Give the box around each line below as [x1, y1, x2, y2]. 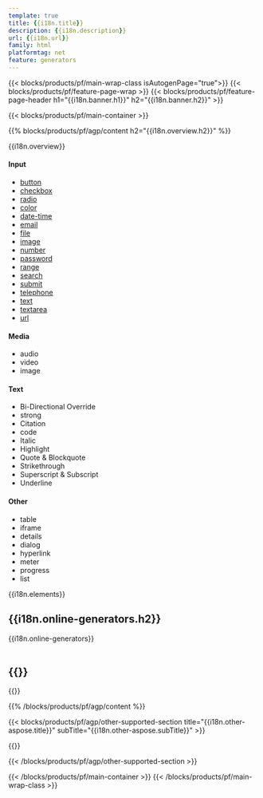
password [19, 254, 53, 263]
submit [19, 279, 43, 289]
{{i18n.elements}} [8, 589, 66, 598]
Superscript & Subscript [19, 470, 99, 480]
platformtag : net [8, 49, 66, 57]
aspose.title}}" [8, 725, 56, 735]
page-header [8, 95, 52, 105]
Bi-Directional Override [19, 402, 96, 412]
